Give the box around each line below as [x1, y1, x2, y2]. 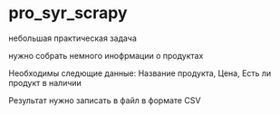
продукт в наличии [8, 77, 82, 88]
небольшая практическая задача [8, 33, 138, 43]
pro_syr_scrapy [8, 3, 128, 24]
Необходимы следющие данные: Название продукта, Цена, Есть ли [8, 67, 272, 79]
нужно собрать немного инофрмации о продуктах [8, 50, 204, 61]
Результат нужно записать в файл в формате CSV [8, 94, 201, 106]
